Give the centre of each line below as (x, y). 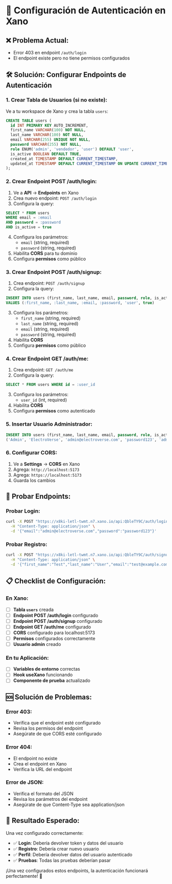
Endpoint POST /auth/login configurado (56, 615)
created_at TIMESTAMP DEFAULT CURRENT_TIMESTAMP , (64, 159)
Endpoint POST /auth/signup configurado (58, 621)
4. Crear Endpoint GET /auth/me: (47, 359)
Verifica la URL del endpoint (42, 769)
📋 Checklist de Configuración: (56, 581)
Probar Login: (23, 511)
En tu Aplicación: (27, 658)
